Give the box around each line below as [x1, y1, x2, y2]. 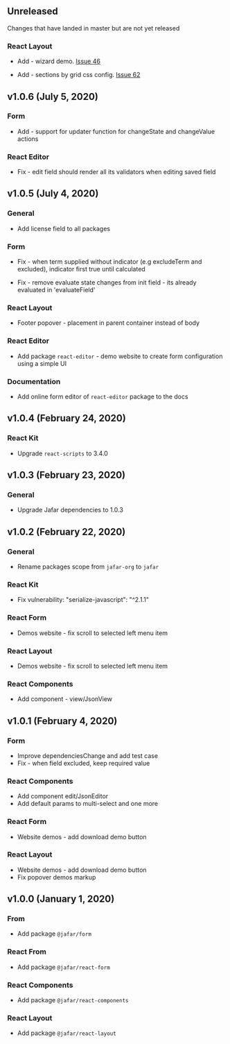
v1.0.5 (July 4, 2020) [7, 187, 99, 200]
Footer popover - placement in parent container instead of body [17, 319, 200, 327]
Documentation [7, 376, 61, 386]
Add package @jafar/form [17, 929, 92, 938]
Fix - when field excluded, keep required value [17, 759, 150, 767]
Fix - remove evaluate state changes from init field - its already [17, 278, 197, 287]
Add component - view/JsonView [17, 695, 113, 703]
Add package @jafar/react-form [17, 963, 111, 971]
